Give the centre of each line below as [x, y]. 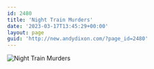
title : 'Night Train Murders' [50, 20]
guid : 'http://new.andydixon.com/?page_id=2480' [78, 39]
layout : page [26, 32]
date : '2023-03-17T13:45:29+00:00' [58, 26]
